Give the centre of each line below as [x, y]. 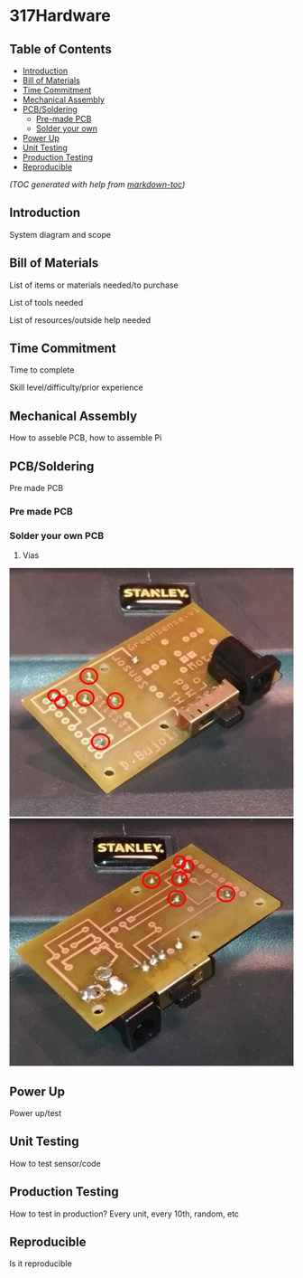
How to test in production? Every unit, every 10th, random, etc [124, 1214]
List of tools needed [46, 302]
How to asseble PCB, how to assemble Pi [86, 438]
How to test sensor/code [55, 1163]
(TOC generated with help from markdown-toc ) [97, 185]
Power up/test [36, 1113]
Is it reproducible [41, 1264]
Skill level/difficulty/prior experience [76, 388]
